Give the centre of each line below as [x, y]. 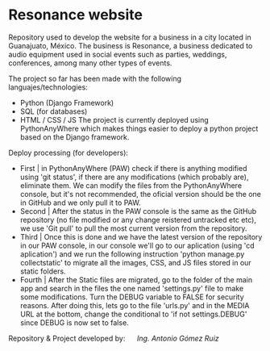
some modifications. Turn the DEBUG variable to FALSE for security [132, 297]
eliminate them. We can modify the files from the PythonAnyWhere [131, 185]
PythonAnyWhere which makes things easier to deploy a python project [139, 128]
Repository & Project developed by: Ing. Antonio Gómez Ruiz [114, 338]
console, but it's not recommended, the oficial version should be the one [141, 194]
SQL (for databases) [54, 111]
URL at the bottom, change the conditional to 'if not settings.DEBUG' [133, 314]
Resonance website [76, 15]
